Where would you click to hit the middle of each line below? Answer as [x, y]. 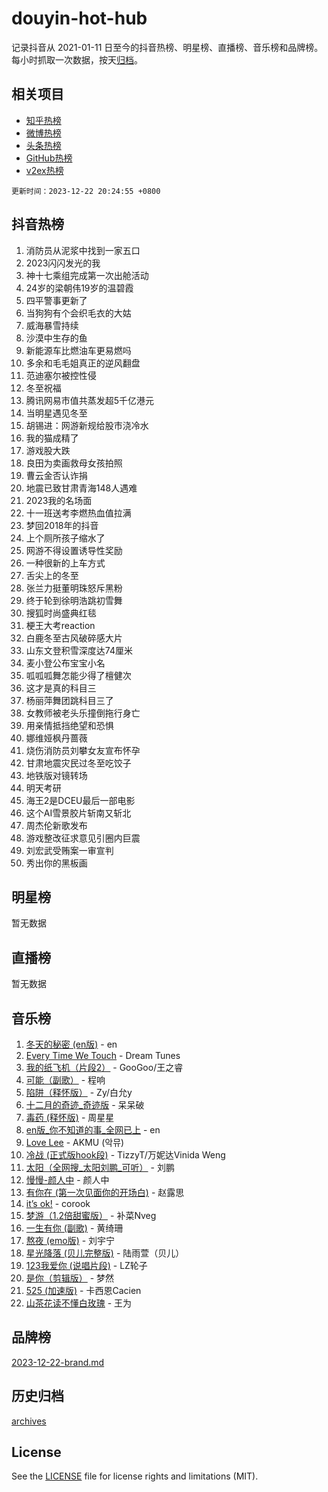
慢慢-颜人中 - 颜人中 [67, 1180]
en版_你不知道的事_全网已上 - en [93, 1130]
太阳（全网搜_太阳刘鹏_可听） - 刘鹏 [100, 1167]
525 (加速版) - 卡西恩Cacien [83, 1290]
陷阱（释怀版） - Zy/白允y [79, 1092]
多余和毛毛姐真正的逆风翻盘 [83, 363]
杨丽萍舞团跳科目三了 [69, 700]
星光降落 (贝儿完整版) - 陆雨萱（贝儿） [105, 1253]
